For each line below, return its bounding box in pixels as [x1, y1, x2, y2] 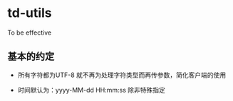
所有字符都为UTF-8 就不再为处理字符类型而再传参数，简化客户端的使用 [17, 71, 227, 79]
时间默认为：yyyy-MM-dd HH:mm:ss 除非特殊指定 [17, 85, 166, 94]
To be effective [7, 28, 52, 37]
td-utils [7, 5, 52, 21]
